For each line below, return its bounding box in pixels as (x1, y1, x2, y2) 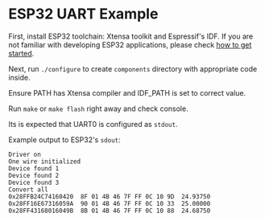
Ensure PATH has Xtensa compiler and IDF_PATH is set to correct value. (8, 88, 246, 97)
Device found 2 (8, 171, 60, 179)
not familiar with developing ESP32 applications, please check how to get (8, 39, 252, 49)
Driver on (8, 150, 42, 158)
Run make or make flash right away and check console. (8, 104, 188, 113)
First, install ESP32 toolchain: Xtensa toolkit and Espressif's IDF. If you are (8, 31, 254, 41)
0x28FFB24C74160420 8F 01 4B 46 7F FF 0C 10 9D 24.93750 (8, 192, 211, 201)
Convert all (8, 186, 48, 194)
